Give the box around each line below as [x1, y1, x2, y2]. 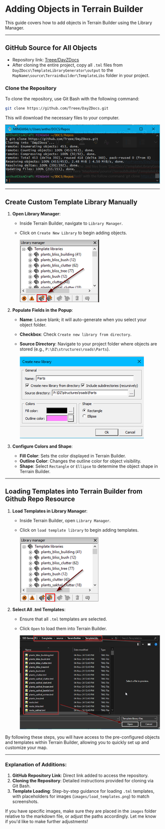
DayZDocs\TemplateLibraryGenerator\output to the [12, 67, 113, 73]
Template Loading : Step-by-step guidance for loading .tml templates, [12, 788, 155, 794]
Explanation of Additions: [5, 761, 67, 768]
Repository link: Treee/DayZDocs [12, 56, 80, 62]
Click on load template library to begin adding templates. [19, 527, 139, 533]
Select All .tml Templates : [12, 606, 66, 612]
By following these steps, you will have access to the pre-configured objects [5, 734, 160, 740]
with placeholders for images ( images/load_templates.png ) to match [12, 793, 150, 799]
